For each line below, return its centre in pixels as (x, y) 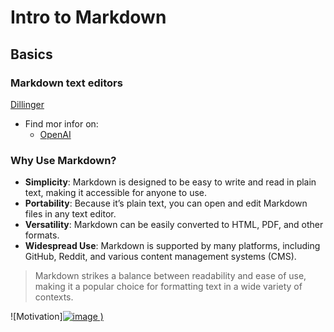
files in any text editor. (70, 214)
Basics (31, 54)
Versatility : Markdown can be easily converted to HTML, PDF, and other (174, 225)
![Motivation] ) (57, 317)
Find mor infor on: (61, 123)
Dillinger (27, 104)
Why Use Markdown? (63, 160)
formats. (42, 235)
